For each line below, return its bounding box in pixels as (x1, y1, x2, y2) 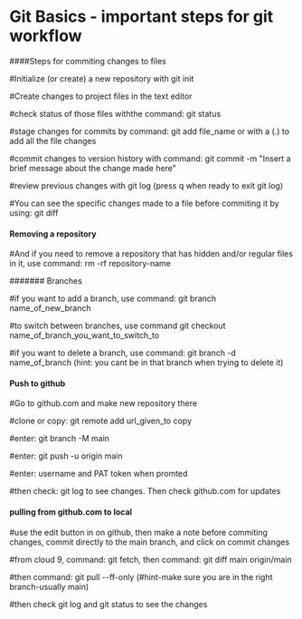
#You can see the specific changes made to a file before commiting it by (9, 198, 279, 208)
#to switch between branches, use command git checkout (9, 320, 226, 332)
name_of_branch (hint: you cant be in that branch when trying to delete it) (9, 357, 284, 368)
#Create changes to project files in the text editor (9, 91, 193, 102)
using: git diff (9, 207, 59, 218)
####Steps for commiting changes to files (9, 55, 167, 66)
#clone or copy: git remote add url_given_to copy (9, 415, 193, 427)
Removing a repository (9, 228, 97, 239)
